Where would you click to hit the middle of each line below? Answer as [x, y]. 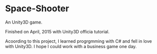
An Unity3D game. [24, 22]
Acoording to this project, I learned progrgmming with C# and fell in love [78, 41]
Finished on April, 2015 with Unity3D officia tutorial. [57, 31]
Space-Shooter [37, 9]
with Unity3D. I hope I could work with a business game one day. [71, 46]
